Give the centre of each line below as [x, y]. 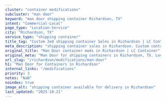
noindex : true [20, 82]
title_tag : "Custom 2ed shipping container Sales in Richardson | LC [78, 42]
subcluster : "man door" [30, 14]
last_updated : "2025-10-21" [34, 92]
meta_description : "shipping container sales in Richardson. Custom [77, 46]
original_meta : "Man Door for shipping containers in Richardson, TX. [79, 55]
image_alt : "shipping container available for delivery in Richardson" [80, 87]
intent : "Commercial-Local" [34, 23]
